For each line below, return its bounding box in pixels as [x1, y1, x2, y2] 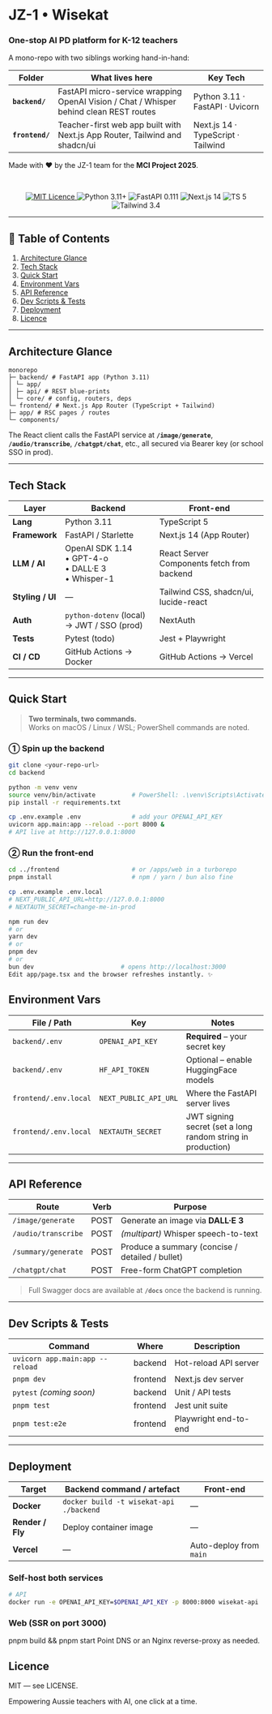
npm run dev [8, 917, 49, 926]
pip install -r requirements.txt [8, 798, 121, 806]
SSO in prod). [8, 448, 53, 457]
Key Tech [207, 72, 245, 84]
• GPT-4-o [64, 552, 109, 564]
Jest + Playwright [159, 633, 226, 644]
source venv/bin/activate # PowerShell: [8, 791, 180, 799]
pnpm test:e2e [12, 1420, 67, 1428]
